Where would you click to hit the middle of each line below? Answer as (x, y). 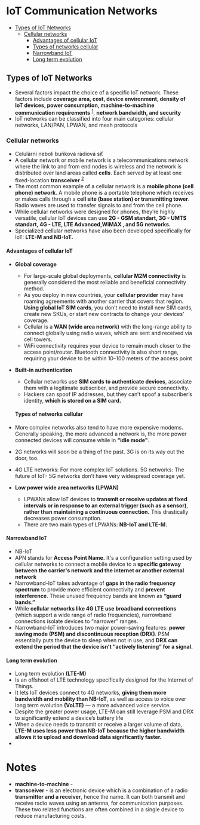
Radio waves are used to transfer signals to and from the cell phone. (99, 206)
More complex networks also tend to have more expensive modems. (99, 427)
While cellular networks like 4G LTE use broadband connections (96, 608)
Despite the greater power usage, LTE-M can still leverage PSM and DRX (104, 711)
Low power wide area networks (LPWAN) (67, 487)
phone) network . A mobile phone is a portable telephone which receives (104, 193)
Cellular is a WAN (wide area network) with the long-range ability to (108, 326)
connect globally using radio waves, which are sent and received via (108, 333)
